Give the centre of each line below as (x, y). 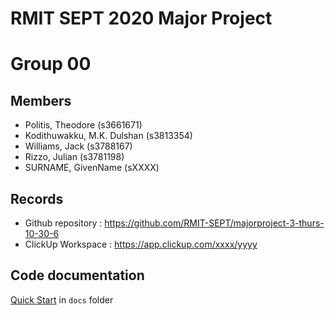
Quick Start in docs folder (62, 299)
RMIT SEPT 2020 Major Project (141, 18)
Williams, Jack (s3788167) (78, 146)
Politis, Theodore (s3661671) (83, 125)
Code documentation (77, 275)
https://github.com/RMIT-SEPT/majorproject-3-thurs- (214, 223)
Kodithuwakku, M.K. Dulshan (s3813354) (108, 136)
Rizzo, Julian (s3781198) (74, 157)
